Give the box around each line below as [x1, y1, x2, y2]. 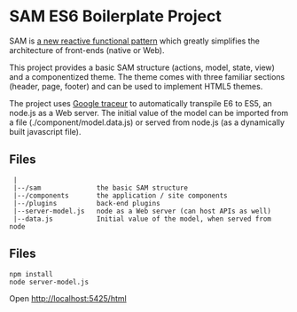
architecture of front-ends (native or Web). [9, 44, 165, 55]
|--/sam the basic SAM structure [12, 183, 189, 192]
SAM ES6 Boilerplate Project [9, 6, 222, 27]
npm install [9, 269, 53, 278]
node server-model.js [9, 277, 90, 286]
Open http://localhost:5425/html [9, 292, 127, 303]
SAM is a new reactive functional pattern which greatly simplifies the [9, 35, 260, 46]
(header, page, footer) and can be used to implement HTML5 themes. [9, 81, 263, 91]
